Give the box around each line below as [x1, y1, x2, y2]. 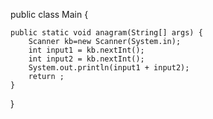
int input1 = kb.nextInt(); [28, 45, 145, 55]
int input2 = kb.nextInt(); [28, 54, 145, 64]
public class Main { [10, 9, 89, 20]
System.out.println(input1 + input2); [28, 63, 190, 73]
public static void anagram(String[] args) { [10, 28, 203, 38]
